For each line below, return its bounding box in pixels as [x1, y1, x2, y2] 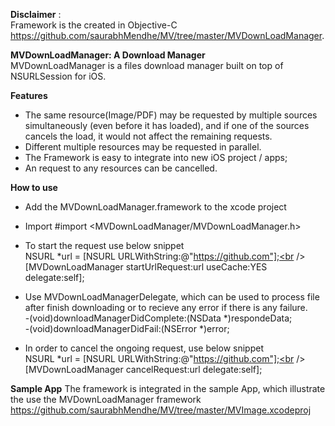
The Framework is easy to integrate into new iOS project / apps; [24, 152, 288, 163]
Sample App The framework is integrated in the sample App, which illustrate [10, 383, 326, 394]
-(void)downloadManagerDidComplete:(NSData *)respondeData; [24, 312, 293, 324]
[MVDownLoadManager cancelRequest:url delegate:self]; [24, 364, 263, 375]
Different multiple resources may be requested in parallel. [24, 141, 262, 153]
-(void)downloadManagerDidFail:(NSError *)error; [24, 323, 230, 334]
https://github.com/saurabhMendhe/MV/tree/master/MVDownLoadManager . [10, 30, 325, 41]
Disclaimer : [10, 9, 62, 20]
